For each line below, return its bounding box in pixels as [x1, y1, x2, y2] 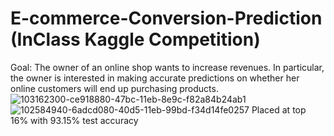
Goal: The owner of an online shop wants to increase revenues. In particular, [10, 61, 325, 73]
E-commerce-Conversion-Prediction [10, 7, 323, 30]
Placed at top [251, 103, 307, 116]
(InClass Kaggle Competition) [10, 28, 261, 51]
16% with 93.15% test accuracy [10, 114, 139, 126]
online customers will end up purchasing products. [10, 82, 219, 94]
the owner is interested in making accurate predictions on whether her [10, 72, 300, 84]
